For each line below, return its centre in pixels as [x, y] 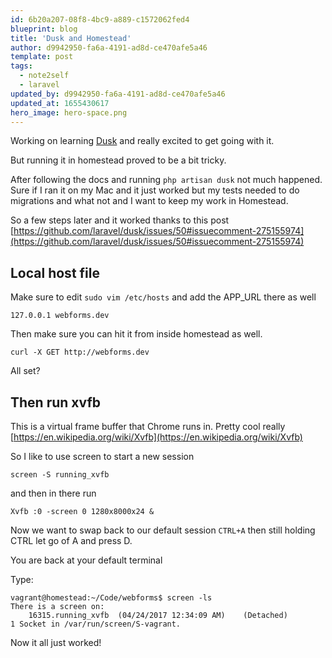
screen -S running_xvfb [60, 475]
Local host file [55, 272]
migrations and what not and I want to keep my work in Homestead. [149, 201]
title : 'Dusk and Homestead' [71, 38]
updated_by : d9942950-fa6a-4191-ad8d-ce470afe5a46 [118, 94]
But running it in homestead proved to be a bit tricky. [118, 160]
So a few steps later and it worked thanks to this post [120, 220]
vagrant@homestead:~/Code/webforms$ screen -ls [111, 598]
